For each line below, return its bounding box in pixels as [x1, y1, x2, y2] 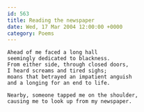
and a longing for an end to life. [7, 80, 111, 87]
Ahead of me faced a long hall [7, 49, 98, 56]
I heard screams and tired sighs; [7, 67, 108, 74]
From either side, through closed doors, [7, 61, 129, 69]
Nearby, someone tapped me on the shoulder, [7, 92, 138, 99]
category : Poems [7, 29, 54, 37]
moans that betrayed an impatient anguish [7, 73, 132, 80]
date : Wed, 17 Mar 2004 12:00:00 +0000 [7, 23, 123, 30]
